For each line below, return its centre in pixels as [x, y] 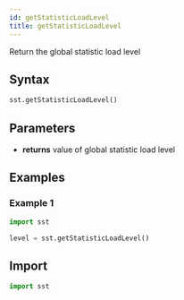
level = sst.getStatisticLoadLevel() [79, 238]
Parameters [42, 128]
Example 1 [32, 203]
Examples [37, 178]
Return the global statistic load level [75, 51]
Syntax [29, 79]
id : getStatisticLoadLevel [59, 17]
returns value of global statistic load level [99, 150]
